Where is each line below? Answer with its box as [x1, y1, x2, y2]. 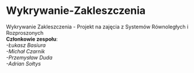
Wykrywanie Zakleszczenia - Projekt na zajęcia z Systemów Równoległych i [6, 23, 189, 30]
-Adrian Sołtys [6, 60, 41, 67]
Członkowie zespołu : [6, 35, 58, 42]
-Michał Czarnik [6, 48, 45, 54]
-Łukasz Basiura [6, 42, 46, 49]
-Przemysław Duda [6, 54, 53, 61]
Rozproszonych [6, 29, 44, 36]
